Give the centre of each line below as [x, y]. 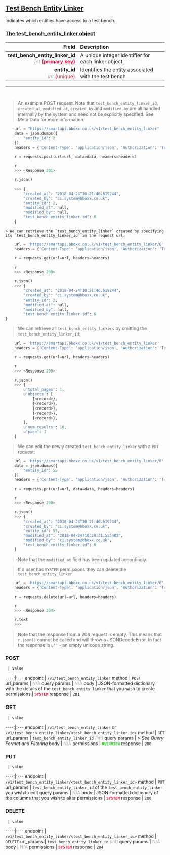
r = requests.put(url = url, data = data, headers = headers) [75, 489]
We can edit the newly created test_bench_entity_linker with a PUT [88, 446]
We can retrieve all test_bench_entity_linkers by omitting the [82, 328]
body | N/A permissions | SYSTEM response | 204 [54, 847]
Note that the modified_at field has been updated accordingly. [82, 559]
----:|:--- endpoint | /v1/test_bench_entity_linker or [61, 727]
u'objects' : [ [38, 394]
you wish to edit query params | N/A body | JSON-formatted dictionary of [82, 792]
